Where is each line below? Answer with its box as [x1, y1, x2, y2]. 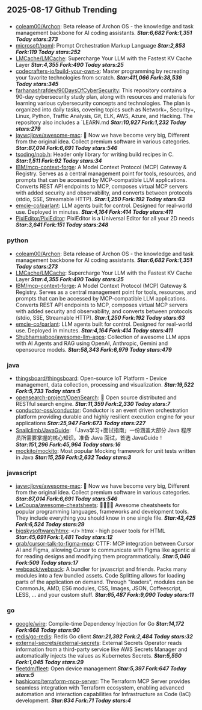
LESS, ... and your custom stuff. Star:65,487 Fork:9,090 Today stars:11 [15, 591, 194, 599]
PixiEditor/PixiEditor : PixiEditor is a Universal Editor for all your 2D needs [15, 215, 195, 222]
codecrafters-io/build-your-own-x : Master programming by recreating [15, 67, 189, 75]
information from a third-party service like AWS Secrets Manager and [15, 646, 188, 653]
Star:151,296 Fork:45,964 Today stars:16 [15, 441, 121, 448]
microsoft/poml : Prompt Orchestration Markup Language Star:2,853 [15, 42, 186, 49]
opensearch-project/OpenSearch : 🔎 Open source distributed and [15, 394, 177, 401]
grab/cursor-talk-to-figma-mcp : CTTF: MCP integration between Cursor [15, 540, 194, 547]
